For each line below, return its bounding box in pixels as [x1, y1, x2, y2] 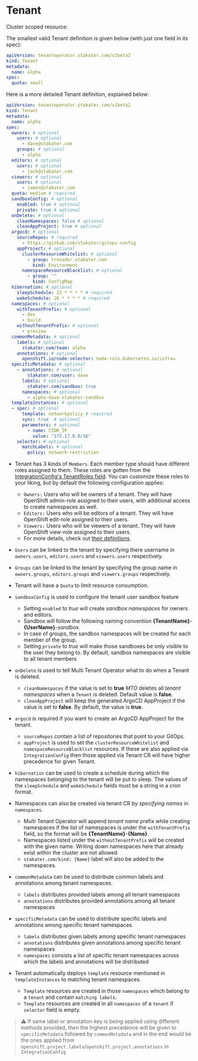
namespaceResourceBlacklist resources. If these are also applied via [23, 745, 189, 753]
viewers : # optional [11, 174, 62, 180]
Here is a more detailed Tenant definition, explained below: [6, 91, 150, 98]
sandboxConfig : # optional [11, 196, 78, 202]
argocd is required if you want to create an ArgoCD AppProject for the [14, 715, 184, 722]
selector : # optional [17, 438, 70, 445]
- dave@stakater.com [21, 141, 73, 147]
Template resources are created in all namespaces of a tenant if [23, 1000, 174, 1007]
